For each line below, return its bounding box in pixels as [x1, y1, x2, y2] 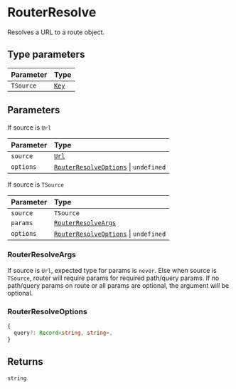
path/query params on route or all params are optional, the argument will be [7, 281, 230, 289]
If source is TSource [7, 180, 64, 189]
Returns [7, 356, 44, 368]
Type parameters [7, 48, 85, 61]
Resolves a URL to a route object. [7, 28, 105, 36]
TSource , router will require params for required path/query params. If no [7, 274, 220, 282]
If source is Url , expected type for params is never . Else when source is [7, 266, 217, 274]
